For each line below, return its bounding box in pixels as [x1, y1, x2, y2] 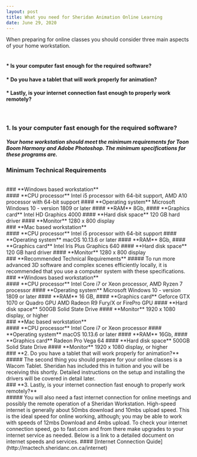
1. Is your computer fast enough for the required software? [6, 123, 177, 132]
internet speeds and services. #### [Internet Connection [6, 438, 145, 445]
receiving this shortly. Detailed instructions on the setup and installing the [6, 369, 185, 376]
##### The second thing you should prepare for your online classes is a [6, 356, 182, 363]
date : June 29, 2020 [6, 20, 57, 26]
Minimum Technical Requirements [6, 166, 106, 174]
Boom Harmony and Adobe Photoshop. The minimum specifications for [6, 145, 186, 152]
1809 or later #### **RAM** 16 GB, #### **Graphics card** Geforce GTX [6, 293, 190, 300]
